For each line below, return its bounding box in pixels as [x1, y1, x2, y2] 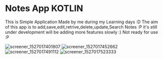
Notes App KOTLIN [5, 3, 83, 14]
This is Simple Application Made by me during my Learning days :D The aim [5, 19, 159, 25]
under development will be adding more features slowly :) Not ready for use [5, 29, 158, 35]
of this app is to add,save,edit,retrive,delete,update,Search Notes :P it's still [5, 24, 158, 29]
